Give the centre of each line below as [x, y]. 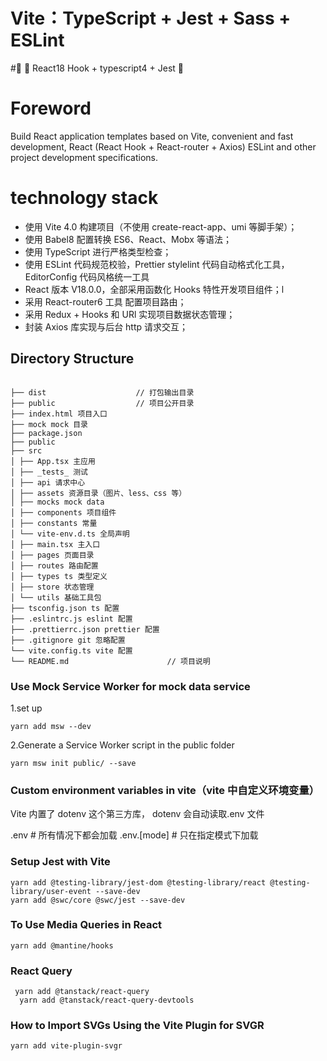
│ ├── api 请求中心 [48, 482]
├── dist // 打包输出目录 [102, 392]
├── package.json [46, 433]
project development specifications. [84, 157]
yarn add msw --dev [51, 726]
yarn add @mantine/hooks [62, 945]
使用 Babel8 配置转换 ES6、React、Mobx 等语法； [128, 239]
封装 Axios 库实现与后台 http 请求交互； [106, 326]
